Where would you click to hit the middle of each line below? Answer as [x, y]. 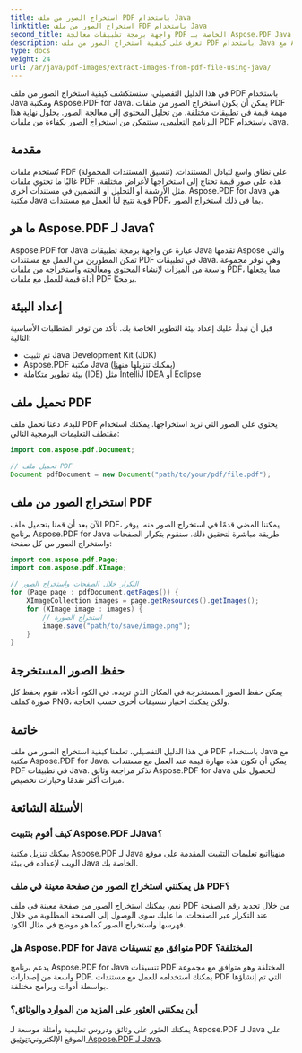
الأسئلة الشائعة [47, 808]
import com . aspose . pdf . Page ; [65, 560]
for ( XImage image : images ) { [85, 609]
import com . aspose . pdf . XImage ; [69, 568]
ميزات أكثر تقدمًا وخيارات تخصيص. [67, 779]
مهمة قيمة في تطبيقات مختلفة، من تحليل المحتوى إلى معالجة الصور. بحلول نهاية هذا [149, 112]
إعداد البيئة [36, 306]
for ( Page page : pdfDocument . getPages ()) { [95, 593]
